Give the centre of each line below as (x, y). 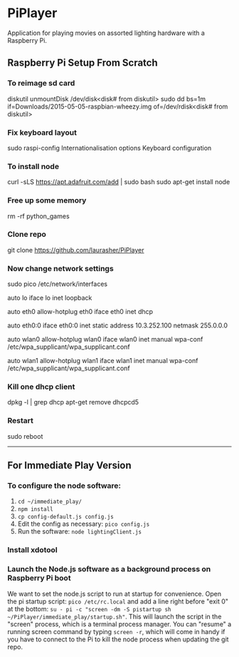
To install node (33, 166)
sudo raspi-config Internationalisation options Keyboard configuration (110, 148)
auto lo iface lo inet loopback (50, 298)
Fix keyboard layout (42, 132)
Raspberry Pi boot (39, 578)
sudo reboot (25, 436)
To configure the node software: (64, 486)
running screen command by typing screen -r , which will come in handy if (116, 631)
